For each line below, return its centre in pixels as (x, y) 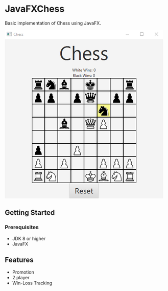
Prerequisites (22, 227)
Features (19, 260)
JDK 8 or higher (29, 238)
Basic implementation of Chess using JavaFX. (53, 23)
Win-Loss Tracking (32, 283)
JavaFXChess (35, 9)
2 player (21, 278)
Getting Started (30, 213)
